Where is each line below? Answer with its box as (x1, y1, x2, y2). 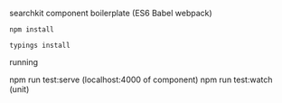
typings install (9, 41, 70, 50)
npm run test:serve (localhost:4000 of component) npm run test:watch (9, 74, 273, 85)
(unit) (9, 84, 30, 94)
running (9, 57, 39, 67)
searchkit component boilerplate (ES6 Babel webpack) (9, 8, 212, 18)
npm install (9, 25, 54, 34)
